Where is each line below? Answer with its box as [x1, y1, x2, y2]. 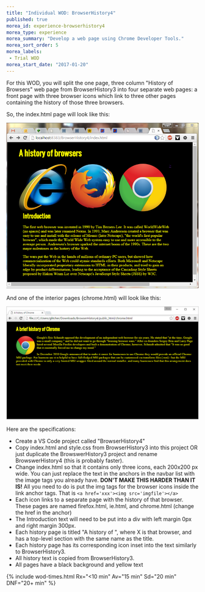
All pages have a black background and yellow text [15, 561, 143, 568]
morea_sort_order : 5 [6, 42, 59, 48]
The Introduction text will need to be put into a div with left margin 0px [15, 515, 192, 523]
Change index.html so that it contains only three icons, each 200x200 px [15, 463, 198, 471]
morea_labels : [6, 49, 43, 55]
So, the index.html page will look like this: [6, 110, 110, 118]
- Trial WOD [9, 55, 40, 61]
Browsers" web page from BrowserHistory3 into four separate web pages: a [6, 86, 198, 93]
